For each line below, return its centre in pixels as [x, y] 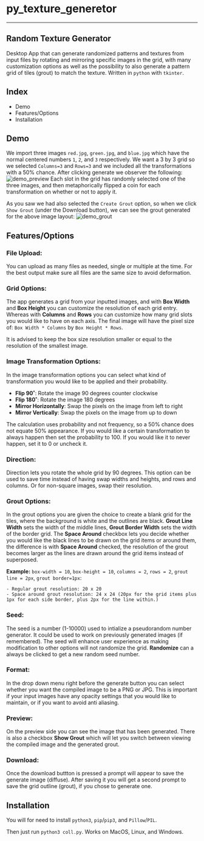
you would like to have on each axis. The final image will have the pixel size [100, 321]
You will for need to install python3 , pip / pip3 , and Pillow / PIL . [82, 820]
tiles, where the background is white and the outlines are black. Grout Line [100, 521]
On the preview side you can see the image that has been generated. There [101, 732]
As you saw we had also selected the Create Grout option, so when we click [101, 204]
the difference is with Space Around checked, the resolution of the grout [97, 547]
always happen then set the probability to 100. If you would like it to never [98, 437]
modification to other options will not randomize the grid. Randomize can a [100, 648]
